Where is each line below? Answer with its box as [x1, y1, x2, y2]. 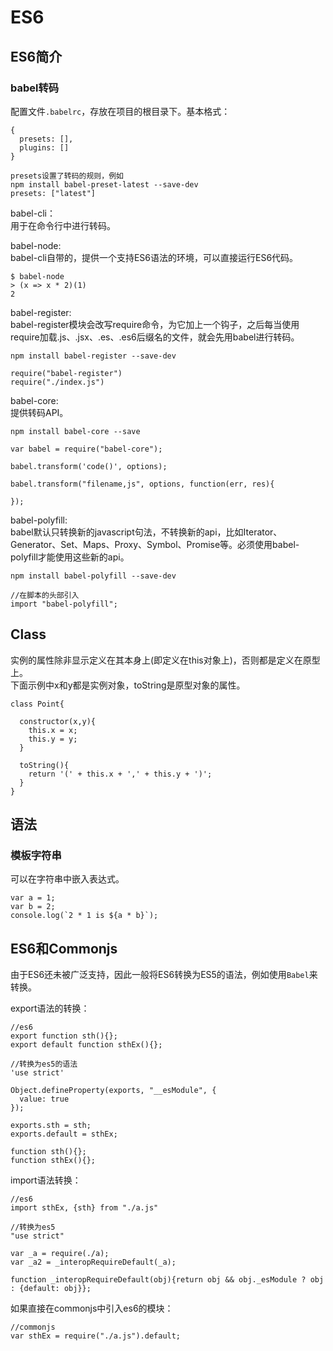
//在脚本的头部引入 [10, 590, 80, 600]
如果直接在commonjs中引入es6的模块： [10, 1302, 174, 1315]
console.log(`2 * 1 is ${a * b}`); [10, 911, 159, 921]
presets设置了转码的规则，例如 [10, 171, 124, 181]
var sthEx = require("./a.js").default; [10, 1331, 182, 1341]
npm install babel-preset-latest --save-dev [10, 179, 199, 190]
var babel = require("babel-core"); [10, 444, 163, 454]
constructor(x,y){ [19, 716, 97, 726]
